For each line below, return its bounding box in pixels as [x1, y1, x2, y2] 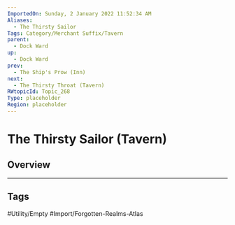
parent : [7, 36, 30, 43]
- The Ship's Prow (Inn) [13, 68, 86, 75]
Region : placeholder [7, 101, 68, 108]
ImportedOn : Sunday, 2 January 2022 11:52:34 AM [7, 10, 152, 17]
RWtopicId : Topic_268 [7, 88, 71, 95]
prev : [7, 62, 23, 69]
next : [7, 75, 23, 82]
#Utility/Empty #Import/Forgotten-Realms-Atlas [7, 209, 143, 217]
